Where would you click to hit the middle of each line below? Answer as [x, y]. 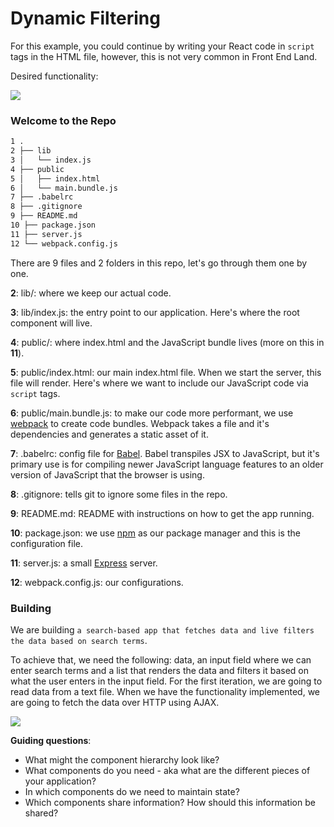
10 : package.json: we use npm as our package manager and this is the [155, 533]
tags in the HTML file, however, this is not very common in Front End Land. [164, 56]
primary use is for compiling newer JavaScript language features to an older [167, 464]
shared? [41, 813]
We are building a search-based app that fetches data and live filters [162, 630]
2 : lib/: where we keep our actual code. [91, 293]
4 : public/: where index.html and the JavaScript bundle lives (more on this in [167, 342]
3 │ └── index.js [51, 160]
